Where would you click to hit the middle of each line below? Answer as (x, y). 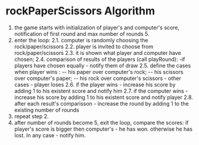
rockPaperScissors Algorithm (80, 11)
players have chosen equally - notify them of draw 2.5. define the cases (102, 65)
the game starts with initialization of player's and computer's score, (97, 27)
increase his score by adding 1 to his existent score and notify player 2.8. (103, 97)
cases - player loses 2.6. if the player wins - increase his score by (95, 84)
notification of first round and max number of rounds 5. (82, 33)
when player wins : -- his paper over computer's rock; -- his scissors (99, 72)
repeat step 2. (31, 116)
